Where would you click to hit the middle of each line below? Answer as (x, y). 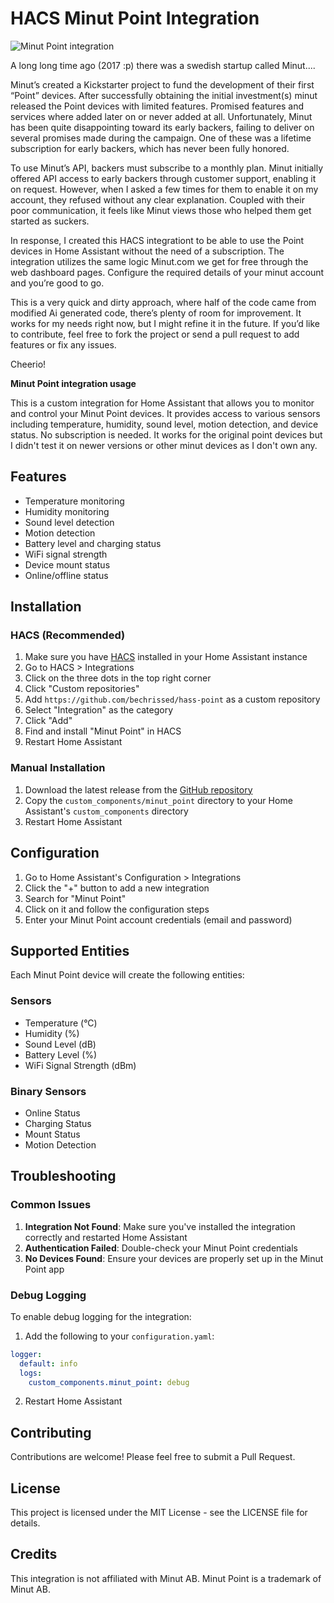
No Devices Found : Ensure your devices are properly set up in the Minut (174, 1258)
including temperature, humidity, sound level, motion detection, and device (164, 424)
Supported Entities (70, 950)
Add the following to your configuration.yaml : (119, 1336)
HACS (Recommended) (68, 635)
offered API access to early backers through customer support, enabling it (163, 178)
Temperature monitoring (74, 501)
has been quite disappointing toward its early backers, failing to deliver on (162, 127)
